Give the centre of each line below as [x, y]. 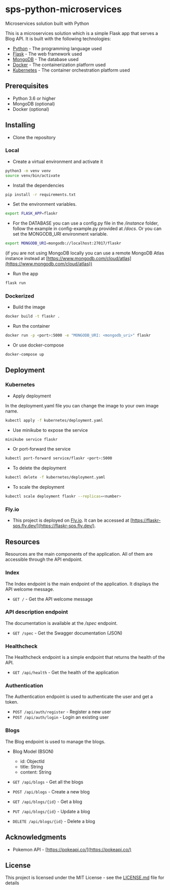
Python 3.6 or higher [34, 98]
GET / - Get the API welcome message [53, 599]
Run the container [31, 326]
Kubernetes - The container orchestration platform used [71, 70]
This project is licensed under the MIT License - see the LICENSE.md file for [85, 878]
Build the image [29, 307]
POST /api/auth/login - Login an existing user [61, 717]
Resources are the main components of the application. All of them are [79, 554]
